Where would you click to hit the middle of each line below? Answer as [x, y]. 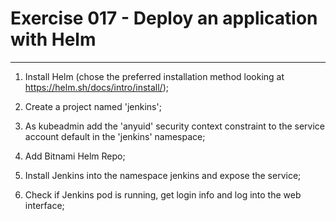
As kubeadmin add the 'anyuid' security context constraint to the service [174, 126]
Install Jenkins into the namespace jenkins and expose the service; [163, 175]
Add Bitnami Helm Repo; [75, 156]
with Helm [53, 39]
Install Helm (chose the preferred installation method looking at [154, 76]
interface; [44, 205]
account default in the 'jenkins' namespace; [115, 136]
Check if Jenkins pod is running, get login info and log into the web [163, 194]
